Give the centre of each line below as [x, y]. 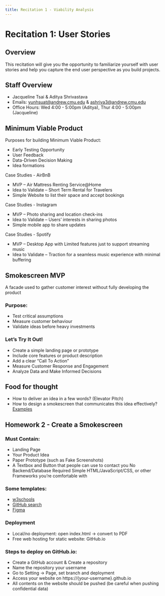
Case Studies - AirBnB [28, 175]
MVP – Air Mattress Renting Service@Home [57, 185]
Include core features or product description [57, 355]
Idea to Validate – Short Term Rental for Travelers [62, 190]
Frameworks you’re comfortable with [50, 476]
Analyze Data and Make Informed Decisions [57, 371]
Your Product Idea [31, 455]
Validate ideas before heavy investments [54, 326]
